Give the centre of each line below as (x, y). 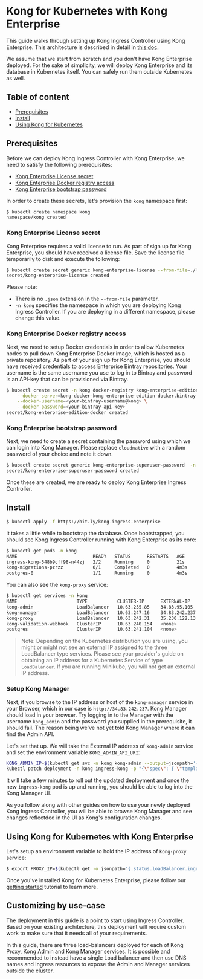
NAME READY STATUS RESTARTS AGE (96, 556)
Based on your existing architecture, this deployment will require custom (96, 926)
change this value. (38, 318)
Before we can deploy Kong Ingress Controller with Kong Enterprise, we (96, 158)
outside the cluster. (30, 971)
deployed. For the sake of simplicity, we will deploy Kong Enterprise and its (99, 65)
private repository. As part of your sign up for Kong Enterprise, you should (98, 360)
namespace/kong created (36, 218)
